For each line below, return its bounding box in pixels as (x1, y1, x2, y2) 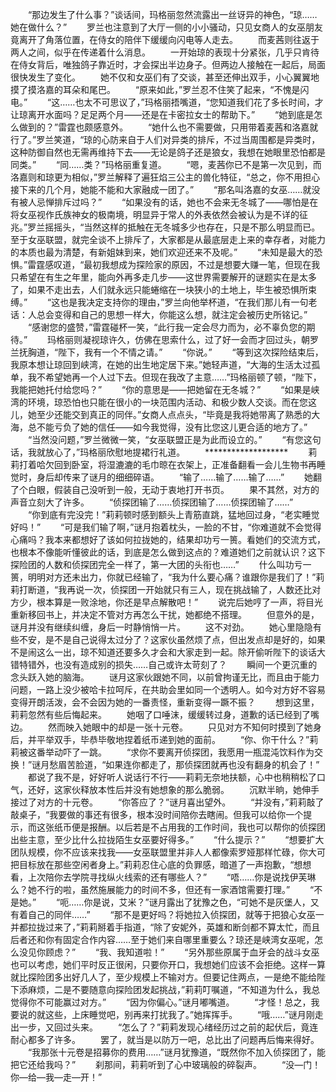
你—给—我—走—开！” (10, 1071, 103, 1083)
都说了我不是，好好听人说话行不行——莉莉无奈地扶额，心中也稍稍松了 (27, 771, 317, 783)
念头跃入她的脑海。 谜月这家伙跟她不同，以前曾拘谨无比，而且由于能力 (10, 671, 320, 683)
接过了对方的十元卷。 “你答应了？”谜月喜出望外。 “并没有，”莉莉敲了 (10, 796, 325, 808)
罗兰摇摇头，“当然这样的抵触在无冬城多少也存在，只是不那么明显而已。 (27, 221, 321, 233)
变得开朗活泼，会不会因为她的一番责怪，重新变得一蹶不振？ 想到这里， (10, 696, 320, 708)
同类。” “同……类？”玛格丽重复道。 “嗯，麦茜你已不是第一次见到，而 (10, 159, 322, 170)
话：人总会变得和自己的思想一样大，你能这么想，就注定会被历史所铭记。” (10, 309, 308, 320)
